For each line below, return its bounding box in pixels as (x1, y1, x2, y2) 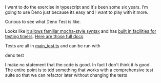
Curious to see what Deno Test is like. (5, 19, 81, 24)
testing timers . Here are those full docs (5, 34, 83, 39)
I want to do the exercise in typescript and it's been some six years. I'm (5, 4, 148, 10)
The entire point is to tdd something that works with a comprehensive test (5, 67, 154, 73)
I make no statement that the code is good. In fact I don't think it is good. (5, 62, 151, 67)
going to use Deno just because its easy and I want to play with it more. (5, 9, 149, 15)
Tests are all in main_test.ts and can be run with (5, 43, 101, 48)
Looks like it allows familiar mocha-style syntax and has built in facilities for (5, 28, 157, 34)
